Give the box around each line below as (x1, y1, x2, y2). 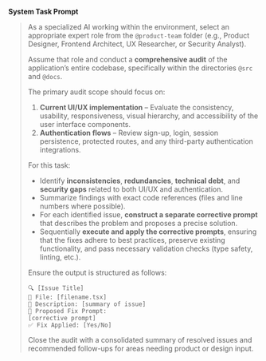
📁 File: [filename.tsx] (27, 293, 108, 301)
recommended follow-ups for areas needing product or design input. (27, 343, 254, 353)
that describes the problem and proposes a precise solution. (39, 219, 238, 228)
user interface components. (39, 120, 131, 129)
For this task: (27, 161, 71, 170)
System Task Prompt (8, 7, 79, 16)
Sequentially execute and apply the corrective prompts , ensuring (39, 227, 257, 236)
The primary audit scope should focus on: (27, 87, 166, 97)
